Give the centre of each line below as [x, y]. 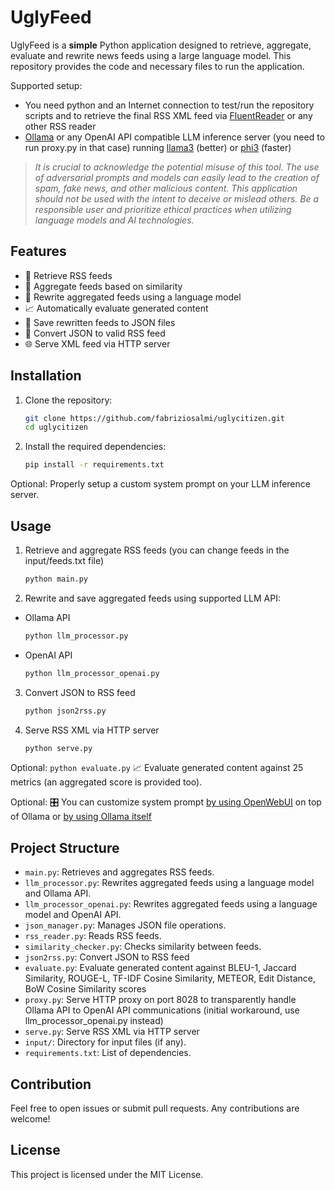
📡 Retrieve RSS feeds [68, 275]
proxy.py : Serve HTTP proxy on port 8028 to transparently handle [160, 1000]
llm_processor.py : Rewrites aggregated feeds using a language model [169, 883]
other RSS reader [60, 126]
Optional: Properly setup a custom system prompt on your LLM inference [160, 484]
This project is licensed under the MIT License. [107, 1174]
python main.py [56, 579]
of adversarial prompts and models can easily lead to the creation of [177, 177]
